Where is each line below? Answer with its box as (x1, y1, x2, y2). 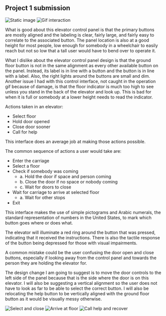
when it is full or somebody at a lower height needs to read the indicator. (5, 94, 153, 100)
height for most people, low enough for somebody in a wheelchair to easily (5, 42, 158, 48)
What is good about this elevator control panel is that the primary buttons (5, 27, 155, 33)
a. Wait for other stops (19, 194, 65, 200)
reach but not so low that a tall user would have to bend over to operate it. (5, 47, 156, 53)
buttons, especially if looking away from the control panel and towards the (5, 255, 157, 261)
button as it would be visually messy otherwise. (5, 296, 102, 302)
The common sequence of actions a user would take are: (5, 148, 121, 154)
